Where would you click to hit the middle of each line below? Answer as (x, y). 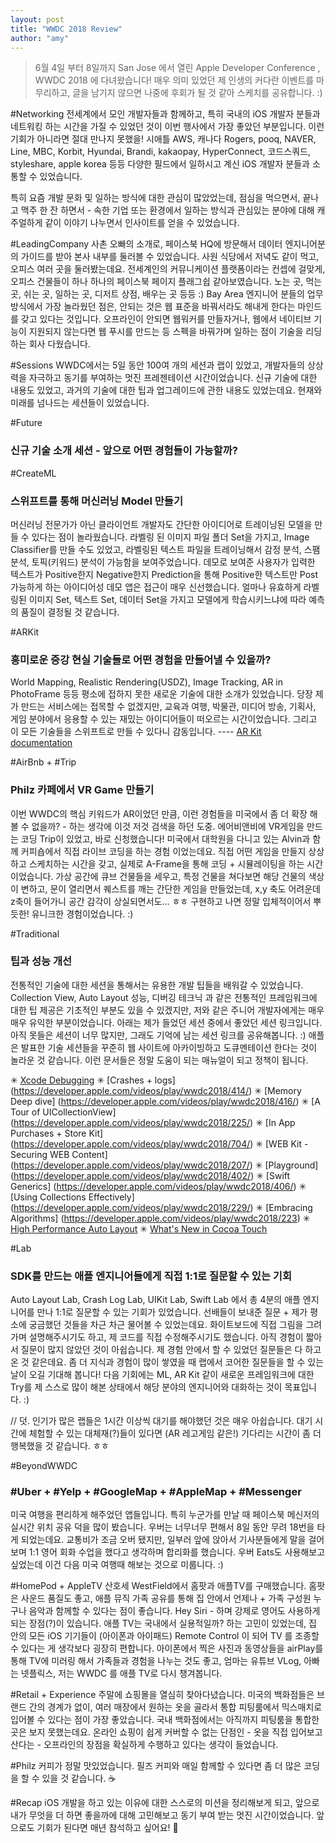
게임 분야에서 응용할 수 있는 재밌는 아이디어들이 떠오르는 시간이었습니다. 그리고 (164, 719)
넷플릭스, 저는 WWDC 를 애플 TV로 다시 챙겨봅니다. (121, 1673)
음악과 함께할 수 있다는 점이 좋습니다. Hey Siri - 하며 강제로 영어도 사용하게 (174, 1611)
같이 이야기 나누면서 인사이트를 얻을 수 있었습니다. (142, 223)
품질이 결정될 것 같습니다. (70, 612)
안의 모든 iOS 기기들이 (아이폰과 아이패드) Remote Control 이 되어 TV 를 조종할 (165, 1636)
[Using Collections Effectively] (72, 1197)
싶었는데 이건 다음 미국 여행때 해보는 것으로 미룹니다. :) (117, 1565)
